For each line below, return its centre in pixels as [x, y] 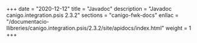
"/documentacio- [28, 21]
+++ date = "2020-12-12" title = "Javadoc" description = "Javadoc [89, 9]
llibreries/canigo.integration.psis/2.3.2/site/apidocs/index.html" [85, 28]
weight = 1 [178, 28]
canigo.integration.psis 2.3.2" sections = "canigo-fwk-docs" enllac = [93, 15]
